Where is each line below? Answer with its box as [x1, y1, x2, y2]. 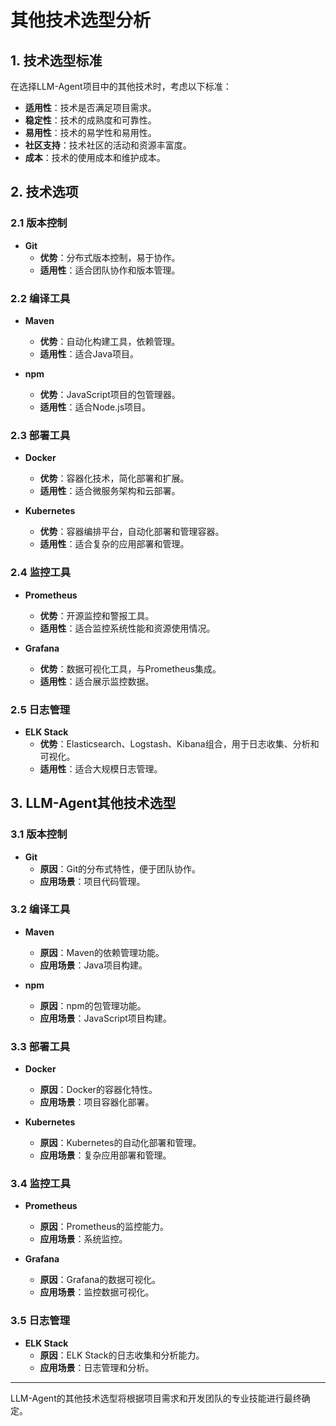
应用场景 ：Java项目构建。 [39, 959, 148, 971]
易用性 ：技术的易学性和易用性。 [24, 127, 157, 138]
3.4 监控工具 [10, 1177, 72, 1191]
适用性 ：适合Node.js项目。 [39, 401, 152, 413]
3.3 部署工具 [10, 1039, 71, 1053]
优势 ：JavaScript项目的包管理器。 [39, 388, 181, 400]
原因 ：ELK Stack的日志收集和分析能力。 [39, 1349, 205, 1361]
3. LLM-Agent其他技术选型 [10, 795, 177, 812]
